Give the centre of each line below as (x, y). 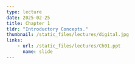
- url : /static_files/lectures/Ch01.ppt (69, 46)
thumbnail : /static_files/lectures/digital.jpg (68, 35)
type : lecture (24, 12)
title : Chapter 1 (28, 23)
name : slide (37, 52)
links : (15, 40)
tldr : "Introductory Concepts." (47, 29)
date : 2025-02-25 (28, 18)
